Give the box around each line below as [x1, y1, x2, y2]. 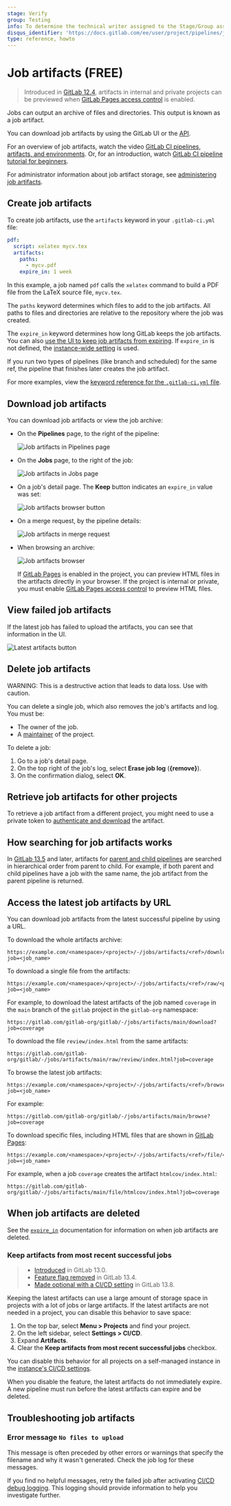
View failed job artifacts [7, 604, 111, 616]
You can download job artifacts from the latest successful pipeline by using [7, 915, 220, 923]
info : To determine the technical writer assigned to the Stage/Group [7, 23, 214, 30]
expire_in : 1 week [19, 269, 72, 276]
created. [7, 316, 31, 324]
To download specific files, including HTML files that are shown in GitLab [7, 1131, 214, 1139]
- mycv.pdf [25, 262, 57, 269]
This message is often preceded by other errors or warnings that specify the [7, 1448, 224, 1457]
